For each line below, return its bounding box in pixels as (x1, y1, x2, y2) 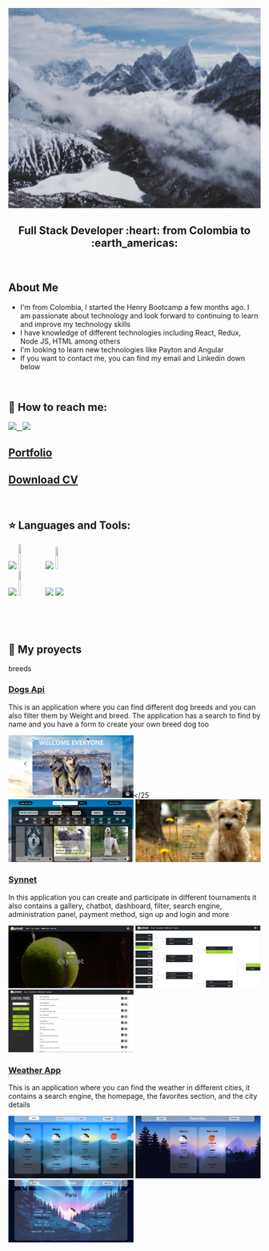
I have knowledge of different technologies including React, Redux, (19, 328, 242, 337)
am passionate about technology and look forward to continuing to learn (19, 311, 259, 320)
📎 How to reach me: (8, 400, 108, 414)
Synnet (8, 874, 38, 885)
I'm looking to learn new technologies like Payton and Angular (19, 344, 224, 354)
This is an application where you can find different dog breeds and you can (8, 702, 256, 712)
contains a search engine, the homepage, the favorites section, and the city (8, 1092, 258, 1101)
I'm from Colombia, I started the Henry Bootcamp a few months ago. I (19, 302, 250, 312)
